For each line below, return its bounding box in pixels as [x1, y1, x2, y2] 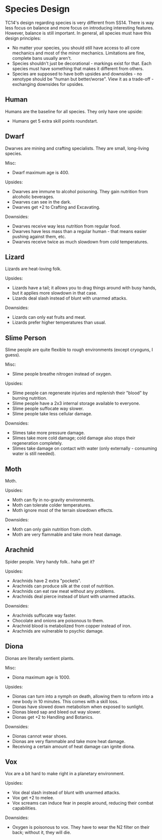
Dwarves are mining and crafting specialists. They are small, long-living [5, 145, 149, 151]
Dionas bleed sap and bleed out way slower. [12, 709, 101, 714]
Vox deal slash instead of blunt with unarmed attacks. [12, 789, 120, 795]
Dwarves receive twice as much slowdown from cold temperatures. [12, 239, 148, 245]
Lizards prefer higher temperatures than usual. [12, 320, 106, 326]
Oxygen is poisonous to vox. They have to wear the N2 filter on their [12, 824, 150, 830]
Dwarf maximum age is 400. [12, 169, 69, 175]
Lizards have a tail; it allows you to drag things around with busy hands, [12, 285, 157, 291]
